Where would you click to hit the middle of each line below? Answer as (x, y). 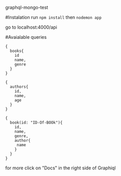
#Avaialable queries (26, 37)
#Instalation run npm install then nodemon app (54, 17)
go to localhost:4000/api (31, 27)
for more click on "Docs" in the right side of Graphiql (60, 168)
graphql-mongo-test (27, 7)
